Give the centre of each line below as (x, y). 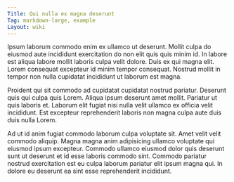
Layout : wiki (26, 27)
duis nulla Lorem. (32, 120)
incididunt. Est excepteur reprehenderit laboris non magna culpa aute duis (115, 112)
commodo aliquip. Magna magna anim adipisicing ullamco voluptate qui (111, 141)
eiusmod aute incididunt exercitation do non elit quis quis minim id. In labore (117, 54)
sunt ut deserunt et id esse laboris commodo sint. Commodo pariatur (107, 156)
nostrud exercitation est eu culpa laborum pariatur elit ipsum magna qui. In (115, 164)
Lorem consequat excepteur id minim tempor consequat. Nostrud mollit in (114, 69)
